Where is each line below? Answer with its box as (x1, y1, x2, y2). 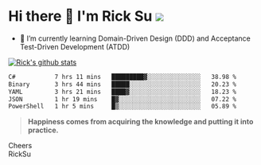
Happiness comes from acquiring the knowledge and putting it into (27, 117, 254, 127)
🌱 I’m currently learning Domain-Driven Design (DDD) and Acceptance (19, 33, 251, 43)
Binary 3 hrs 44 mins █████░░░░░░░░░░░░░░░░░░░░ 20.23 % (8, 80, 237, 88)
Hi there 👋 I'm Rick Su (8, 7, 153, 26)
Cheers (8, 141, 33, 151)
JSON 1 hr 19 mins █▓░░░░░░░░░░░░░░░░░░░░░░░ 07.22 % (8, 95, 237, 103)
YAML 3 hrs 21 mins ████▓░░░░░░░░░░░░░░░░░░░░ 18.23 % (8, 88, 237, 96)
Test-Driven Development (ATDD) (19, 41, 130, 51)
